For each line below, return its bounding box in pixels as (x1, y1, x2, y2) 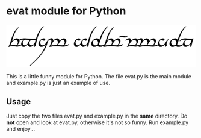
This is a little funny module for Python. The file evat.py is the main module (6, 72, 191, 80)
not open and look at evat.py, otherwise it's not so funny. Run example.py (6, 119, 189, 126)
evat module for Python (6, 4, 126, 18)
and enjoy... (6, 125, 35, 133)
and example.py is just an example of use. (6, 79, 110, 86)
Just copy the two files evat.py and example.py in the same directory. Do (6, 113, 188, 120)
